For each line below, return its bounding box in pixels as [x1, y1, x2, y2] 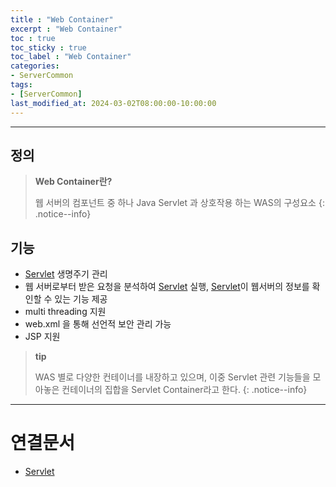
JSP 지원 [24, 331, 61, 343]
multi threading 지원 [24, 306, 107, 318]
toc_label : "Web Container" [10, 52, 132, 62]
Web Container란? [34, 176, 113, 188]
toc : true [10, 33, 56, 43]
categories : [10, 61, 60, 71]
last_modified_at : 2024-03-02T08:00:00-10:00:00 [10, 98, 217, 108]
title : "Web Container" [10, 14, 114, 25]
